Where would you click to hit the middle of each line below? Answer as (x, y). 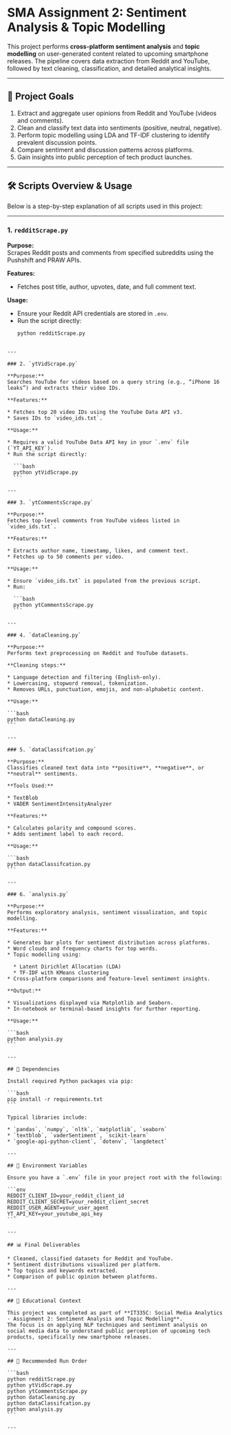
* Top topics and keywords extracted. (63, 1270)
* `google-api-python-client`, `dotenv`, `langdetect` (87, 1142)
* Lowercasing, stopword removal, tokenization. (78, 683)
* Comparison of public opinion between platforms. (82, 1277)
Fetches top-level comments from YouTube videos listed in (93, 520)
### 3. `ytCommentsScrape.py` (51, 502)
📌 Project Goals (41, 97)
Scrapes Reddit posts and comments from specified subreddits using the (111, 252)
